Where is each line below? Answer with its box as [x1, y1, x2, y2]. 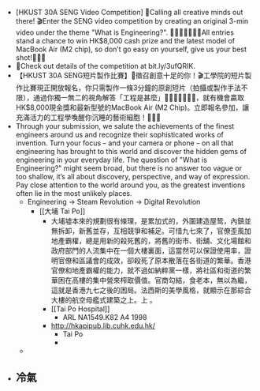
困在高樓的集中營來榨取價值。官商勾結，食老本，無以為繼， [58, 276, 252, 284]
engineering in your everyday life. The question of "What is [15, 155, 207, 164]
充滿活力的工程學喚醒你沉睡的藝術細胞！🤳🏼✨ [15, 113, 162, 122]
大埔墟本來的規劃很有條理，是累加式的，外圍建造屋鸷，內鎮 [50, 216, 245, 225]
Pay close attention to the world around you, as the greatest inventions [15, 180, 246, 190]
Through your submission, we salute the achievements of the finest [15, 122, 235, 130]
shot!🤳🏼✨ [15, 53, 46, 62]
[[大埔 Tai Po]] [39, 206, 86, 216]
